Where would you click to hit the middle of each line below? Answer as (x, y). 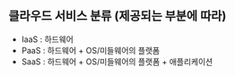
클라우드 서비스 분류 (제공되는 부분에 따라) (117, 16)
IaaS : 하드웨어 (47, 39)
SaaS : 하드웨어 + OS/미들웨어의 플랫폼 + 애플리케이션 (117, 62)
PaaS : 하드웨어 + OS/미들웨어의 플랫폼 (91, 50)
